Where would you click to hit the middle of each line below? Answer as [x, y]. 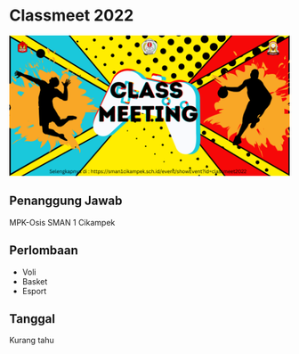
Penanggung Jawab [66, 201]
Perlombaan [44, 251]
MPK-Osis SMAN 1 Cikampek [62, 222]
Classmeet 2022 [72, 16]
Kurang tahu [32, 341]
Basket [35, 281]
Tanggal [32, 319]
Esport [34, 291]
